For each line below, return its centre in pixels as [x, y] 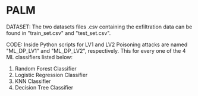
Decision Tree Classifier [44, 87]
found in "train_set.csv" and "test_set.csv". [59, 33]
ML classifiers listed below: [40, 57]
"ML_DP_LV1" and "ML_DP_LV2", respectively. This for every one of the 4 [96, 50]
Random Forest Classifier [45, 68]
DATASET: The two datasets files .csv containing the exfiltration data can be [99, 27]
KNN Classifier [33, 81]
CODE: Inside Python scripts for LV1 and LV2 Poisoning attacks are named [97, 44]
